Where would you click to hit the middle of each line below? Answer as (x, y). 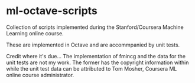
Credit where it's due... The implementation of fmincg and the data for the (96, 56)
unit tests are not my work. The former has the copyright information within (97, 62)
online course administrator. (40, 75)
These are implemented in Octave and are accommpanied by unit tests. (93, 45)
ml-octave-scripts (52, 11)
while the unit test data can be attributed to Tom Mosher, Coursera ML (92, 68)
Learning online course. (35, 33)
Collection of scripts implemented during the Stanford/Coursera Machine (95, 27)
